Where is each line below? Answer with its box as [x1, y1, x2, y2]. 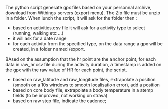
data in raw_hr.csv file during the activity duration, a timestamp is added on [5, 62, 162, 67]
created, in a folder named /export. [12, 46, 85, 52]
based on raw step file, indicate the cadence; [12, 98, 107, 104]
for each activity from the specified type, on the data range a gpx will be [12, 41, 163, 47]
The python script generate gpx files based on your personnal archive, [5, 5, 152, 10]
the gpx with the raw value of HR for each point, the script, [5, 67, 127, 73]
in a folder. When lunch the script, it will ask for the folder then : [5, 15, 137, 21]
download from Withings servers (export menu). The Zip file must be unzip [5, 10, 160, 16]
